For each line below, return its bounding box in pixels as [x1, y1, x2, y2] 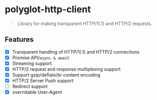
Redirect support [12, 83, 48, 90]
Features [5, 35, 34, 44]
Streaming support [12, 60, 52, 66]
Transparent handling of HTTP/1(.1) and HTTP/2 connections [12, 48, 140, 55]
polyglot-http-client [5, 4, 91, 15]
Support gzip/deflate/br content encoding [12, 72, 101, 78]
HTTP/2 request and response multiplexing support [12, 66, 121, 72]
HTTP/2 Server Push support [12, 78, 74, 84]
